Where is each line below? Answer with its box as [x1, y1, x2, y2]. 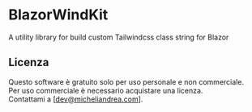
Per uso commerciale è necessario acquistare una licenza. [8, 85, 203, 95]
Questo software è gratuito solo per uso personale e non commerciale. [8, 77, 245, 86]
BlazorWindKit [8, 6, 109, 24]
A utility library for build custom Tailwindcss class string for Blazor [8, 32, 229, 42]
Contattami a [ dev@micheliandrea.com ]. [8, 94, 143, 104]
